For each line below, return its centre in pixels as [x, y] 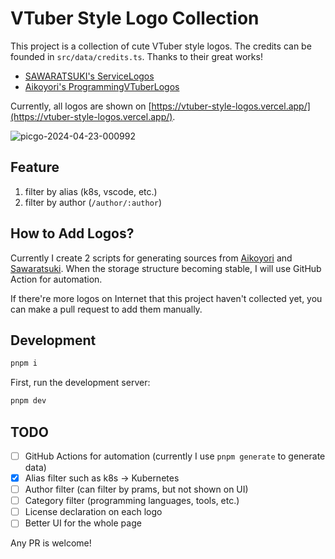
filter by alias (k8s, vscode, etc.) [91, 191]
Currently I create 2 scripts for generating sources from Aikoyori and [151, 258]
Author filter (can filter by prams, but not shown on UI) [136, 489]
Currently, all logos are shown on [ [81, 106]
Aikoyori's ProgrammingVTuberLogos [102, 86]
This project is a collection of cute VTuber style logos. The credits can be [161, 46]
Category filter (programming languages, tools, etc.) [132, 501]
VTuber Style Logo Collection [135, 18]
